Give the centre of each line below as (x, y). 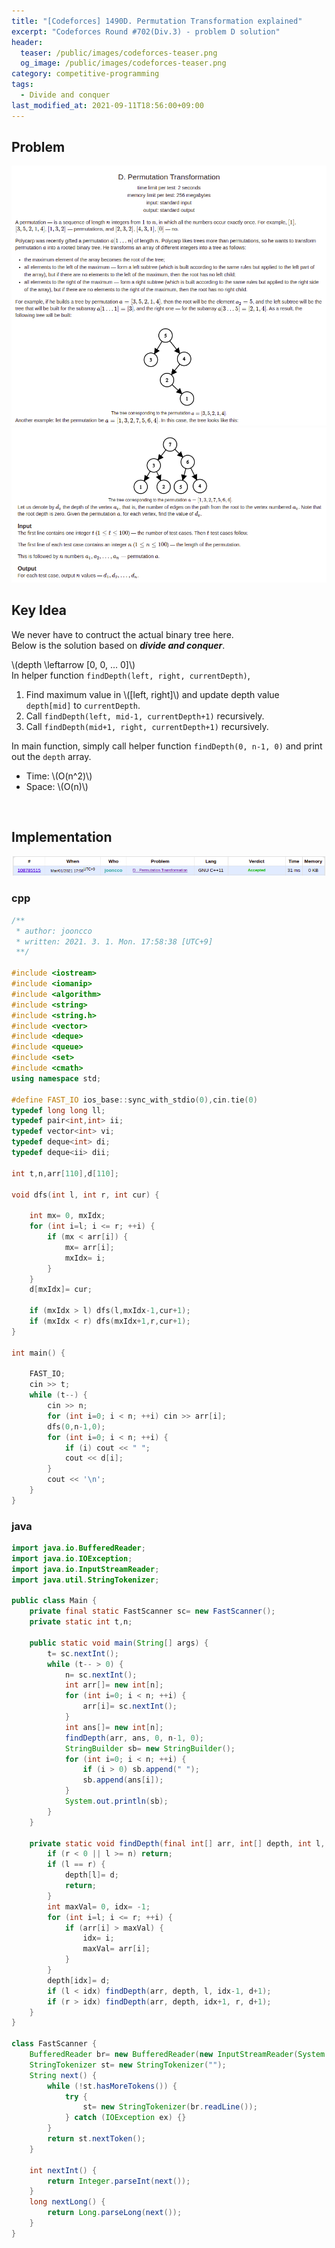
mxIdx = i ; (85, 1258)
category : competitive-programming (85, 74)
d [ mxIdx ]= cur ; (61, 1290)
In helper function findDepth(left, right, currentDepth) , (131, 675)
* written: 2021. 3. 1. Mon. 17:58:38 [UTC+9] (114, 941)
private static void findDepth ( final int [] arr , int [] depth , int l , (177, 1843)
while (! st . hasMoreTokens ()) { (112, 2086)
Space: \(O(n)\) (57, 786)
